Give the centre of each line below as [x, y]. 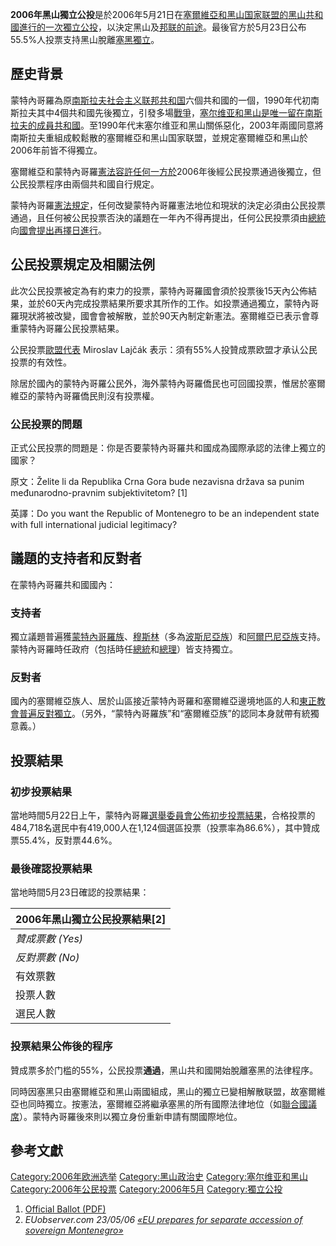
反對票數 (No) [47, 958]
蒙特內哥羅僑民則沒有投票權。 [98, 395]
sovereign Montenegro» [74, 1230]
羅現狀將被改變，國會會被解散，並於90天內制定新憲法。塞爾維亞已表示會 [160, 315]
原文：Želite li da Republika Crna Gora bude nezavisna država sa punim [157, 481]
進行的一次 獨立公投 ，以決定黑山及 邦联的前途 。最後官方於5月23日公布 [162, 27]
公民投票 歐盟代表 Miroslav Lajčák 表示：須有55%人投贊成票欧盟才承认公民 [164, 349]
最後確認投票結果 [51, 868]
